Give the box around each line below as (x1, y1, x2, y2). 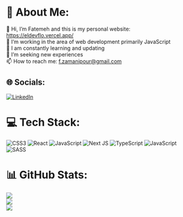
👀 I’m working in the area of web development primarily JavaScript (6, 38, 171, 45)
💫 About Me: (6, 5, 70, 19)
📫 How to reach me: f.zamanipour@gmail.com (6, 57, 122, 65)
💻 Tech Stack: (6, 115, 80, 129)
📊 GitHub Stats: (6, 168, 88, 182)
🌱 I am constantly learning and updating (6, 44, 105, 52)
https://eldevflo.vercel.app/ (6, 31, 74, 38)
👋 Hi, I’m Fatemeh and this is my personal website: (6, 25, 131, 32)
